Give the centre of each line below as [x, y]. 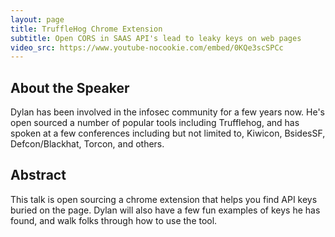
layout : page [37, 19]
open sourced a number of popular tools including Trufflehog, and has [155, 123]
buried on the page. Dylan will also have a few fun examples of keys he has [165, 210]
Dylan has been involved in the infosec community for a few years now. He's [167, 112]
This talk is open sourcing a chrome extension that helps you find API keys [164, 199]
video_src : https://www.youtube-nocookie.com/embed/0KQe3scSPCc [147, 47]
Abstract [38, 175]
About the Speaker [70, 87]
